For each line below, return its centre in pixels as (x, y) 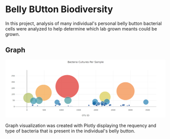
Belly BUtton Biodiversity (59, 9)
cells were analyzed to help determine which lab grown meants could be (81, 28)
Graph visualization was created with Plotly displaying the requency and (81, 126)
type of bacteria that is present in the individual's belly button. (70, 131)
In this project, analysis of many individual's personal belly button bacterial (83, 23)
